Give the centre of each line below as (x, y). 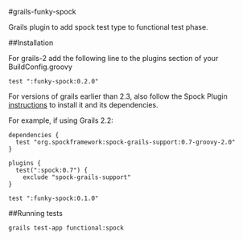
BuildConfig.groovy (40, 67)
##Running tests (35, 213)
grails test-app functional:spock (66, 228)
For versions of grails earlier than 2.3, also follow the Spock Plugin (118, 96)
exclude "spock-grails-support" (77, 177)
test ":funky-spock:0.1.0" (54, 198)
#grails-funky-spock (42, 12)
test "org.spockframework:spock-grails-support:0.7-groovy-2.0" (126, 142)
